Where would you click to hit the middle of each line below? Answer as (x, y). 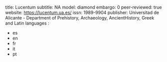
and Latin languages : (27, 23)
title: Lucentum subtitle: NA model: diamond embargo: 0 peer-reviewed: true (83, 7)
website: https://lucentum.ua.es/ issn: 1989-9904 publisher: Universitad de (82, 12)
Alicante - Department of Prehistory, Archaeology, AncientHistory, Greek (80, 18)
